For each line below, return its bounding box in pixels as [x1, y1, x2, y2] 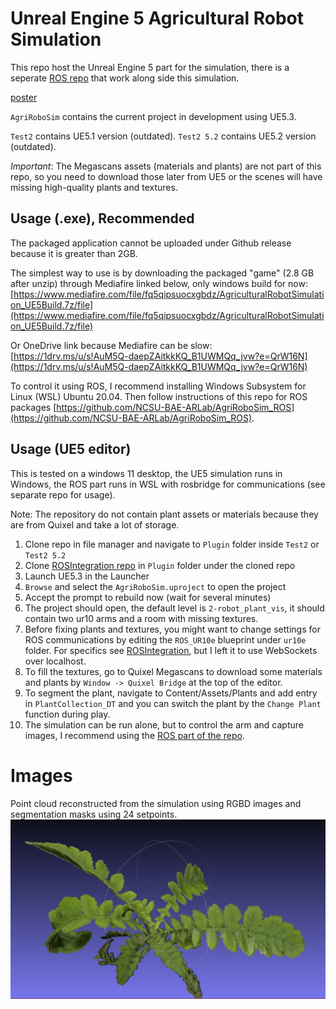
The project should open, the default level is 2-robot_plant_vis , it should [24, 602, 325, 614]
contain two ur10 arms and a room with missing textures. [24, 612, 259, 624]
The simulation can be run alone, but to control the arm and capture [24, 718, 304, 731]
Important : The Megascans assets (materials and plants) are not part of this [10, 160, 322, 172]
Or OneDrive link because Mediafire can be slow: [10, 339, 213, 351]
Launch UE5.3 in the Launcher [24, 570, 150, 582]
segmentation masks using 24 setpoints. [10, 808, 178, 820]
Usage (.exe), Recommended [10, 210, 195, 227]
